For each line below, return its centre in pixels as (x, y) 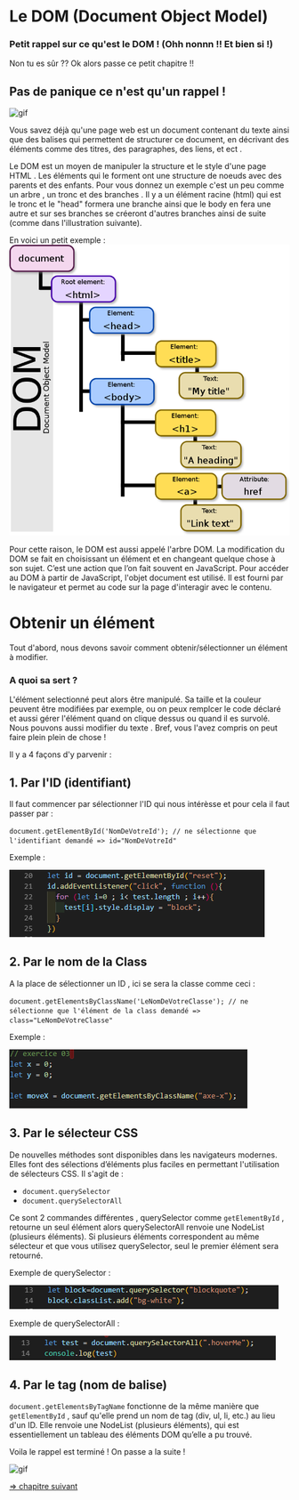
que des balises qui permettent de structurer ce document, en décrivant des (149, 140)
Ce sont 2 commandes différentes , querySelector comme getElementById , (147, 1217)
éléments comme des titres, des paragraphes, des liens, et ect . (126, 149)
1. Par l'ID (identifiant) (70, 782)
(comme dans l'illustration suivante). (76, 223)
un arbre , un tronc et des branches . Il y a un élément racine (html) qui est (145, 195)
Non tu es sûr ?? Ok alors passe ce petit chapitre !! (101, 63)
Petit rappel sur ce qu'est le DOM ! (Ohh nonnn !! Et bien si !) (141, 44)
